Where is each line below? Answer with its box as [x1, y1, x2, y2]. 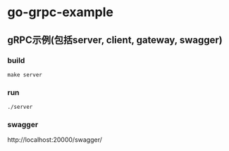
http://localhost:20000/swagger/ [7, 136, 102, 144]
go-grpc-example [7, 4, 114, 20]
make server [7, 71, 42, 78]
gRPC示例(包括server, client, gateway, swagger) [7, 34, 223, 46]
